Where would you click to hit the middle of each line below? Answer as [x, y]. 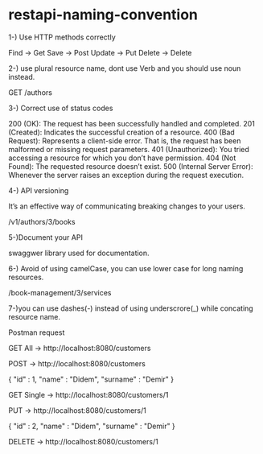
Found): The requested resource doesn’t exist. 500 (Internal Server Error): [131, 166]
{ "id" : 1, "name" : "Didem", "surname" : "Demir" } [91, 379]
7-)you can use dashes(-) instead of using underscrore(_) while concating [131, 308]
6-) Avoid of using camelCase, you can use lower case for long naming [126, 268]
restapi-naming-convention [103, 15]
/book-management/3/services [60, 292]
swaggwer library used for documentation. [79, 253]
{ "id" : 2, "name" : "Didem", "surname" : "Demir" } [92, 426]
